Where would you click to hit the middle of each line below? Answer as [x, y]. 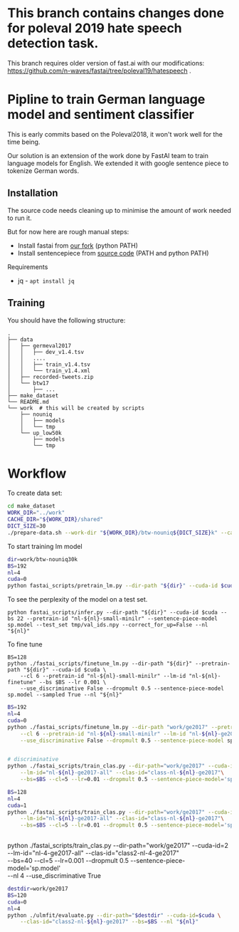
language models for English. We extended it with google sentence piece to [118, 163]
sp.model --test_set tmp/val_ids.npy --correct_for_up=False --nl [108, 625]
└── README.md [28, 402]
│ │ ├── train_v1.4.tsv [49, 365]
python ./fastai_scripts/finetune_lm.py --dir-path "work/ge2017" [108, 727]
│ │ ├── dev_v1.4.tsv [46, 352]
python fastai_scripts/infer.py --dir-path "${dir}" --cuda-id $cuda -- [117, 613]
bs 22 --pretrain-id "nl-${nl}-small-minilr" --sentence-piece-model [113, 619]
